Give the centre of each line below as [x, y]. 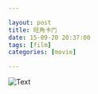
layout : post [30, 22]
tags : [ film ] [30, 45]
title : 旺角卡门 [33, 30]
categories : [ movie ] [43, 53]
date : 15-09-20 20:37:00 [49, 37]
